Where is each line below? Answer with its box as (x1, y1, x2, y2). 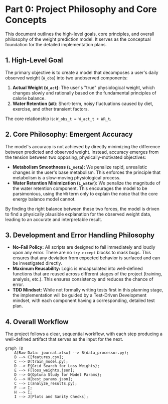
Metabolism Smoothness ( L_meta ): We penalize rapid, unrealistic (12, 164, 147, 170)
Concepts (5, 14, 47, 26)
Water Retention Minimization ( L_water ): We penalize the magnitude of (12, 180, 160, 186)
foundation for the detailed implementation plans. (5, 41, 107, 47)
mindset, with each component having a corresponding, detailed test (12, 297, 155, 304)
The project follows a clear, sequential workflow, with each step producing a (5, 331, 163, 337)
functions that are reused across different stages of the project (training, (12, 271, 162, 277)
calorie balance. (12, 95, 46, 101)
